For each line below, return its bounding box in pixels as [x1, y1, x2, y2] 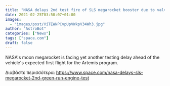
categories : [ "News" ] [5, 31, 51, 36]
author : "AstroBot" [5, 26, 47, 31]
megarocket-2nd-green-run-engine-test [5, 74, 90, 81]
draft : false [5, 40, 33, 46]
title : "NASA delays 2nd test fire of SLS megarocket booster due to [5, 7, 155, 13]
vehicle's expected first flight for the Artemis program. [5, 59, 118, 66]
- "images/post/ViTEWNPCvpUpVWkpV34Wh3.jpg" [10, 21, 105, 27]
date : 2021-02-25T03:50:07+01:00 [5, 12, 76, 17]
